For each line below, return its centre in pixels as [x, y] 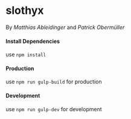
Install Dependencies [33, 41]
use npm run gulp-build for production [54, 82]
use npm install [26, 54]
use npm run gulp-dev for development [54, 109]
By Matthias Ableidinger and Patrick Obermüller [65, 27]
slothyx [25, 11]
